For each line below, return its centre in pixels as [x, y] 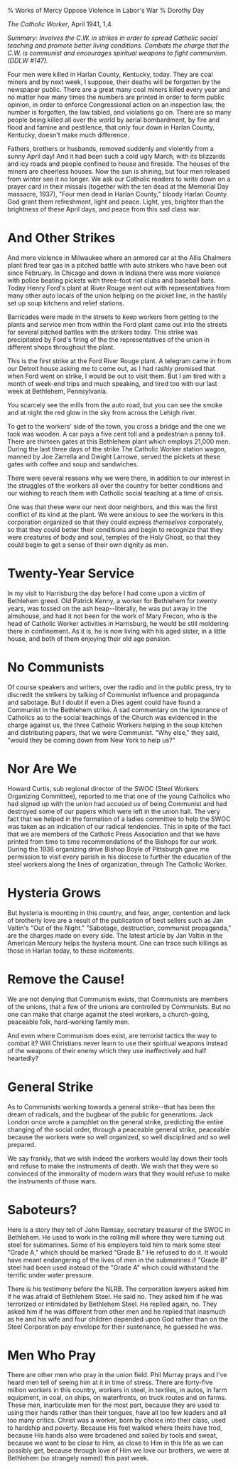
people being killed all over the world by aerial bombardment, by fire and [114, 120]
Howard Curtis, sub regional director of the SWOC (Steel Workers [103, 788]
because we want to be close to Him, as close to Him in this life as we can [115, 1443]
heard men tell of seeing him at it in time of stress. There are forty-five [110, 1382]
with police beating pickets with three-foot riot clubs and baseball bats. [112, 280]
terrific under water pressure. [50, 1275]
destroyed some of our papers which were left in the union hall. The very [114, 811]
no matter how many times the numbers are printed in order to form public [116, 97]
